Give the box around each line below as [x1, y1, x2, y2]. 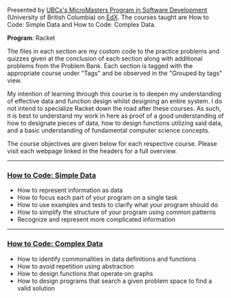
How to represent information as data [16, 186, 123, 195]
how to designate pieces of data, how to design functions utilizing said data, [7, 119, 223, 127]
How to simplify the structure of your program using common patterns [16, 208, 217, 216]
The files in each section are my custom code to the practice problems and [7, 47, 220, 55]
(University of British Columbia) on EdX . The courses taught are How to [7, 13, 210, 21]
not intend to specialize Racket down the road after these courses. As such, [7, 105, 221, 112]
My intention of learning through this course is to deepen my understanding [7, 89, 221, 98]
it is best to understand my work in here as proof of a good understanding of [7, 111, 224, 120]
